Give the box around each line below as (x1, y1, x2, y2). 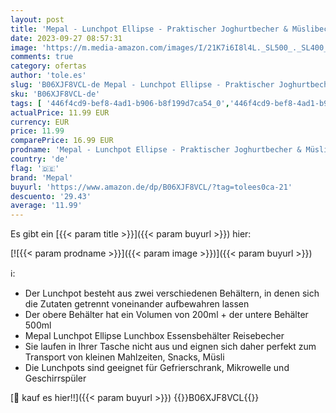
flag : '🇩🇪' (10, 163, 60, 173)
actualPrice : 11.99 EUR (10, 107, 110, 118)
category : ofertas (10, 61, 87, 71)
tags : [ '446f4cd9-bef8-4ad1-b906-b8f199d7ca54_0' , (10, 98, 230, 108)
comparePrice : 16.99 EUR (10, 136, 114, 146)
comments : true (10, 52, 74, 62)
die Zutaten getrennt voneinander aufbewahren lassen (24, 298, 250, 310)
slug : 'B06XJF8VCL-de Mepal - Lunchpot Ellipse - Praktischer (10, 80, 275, 90)
